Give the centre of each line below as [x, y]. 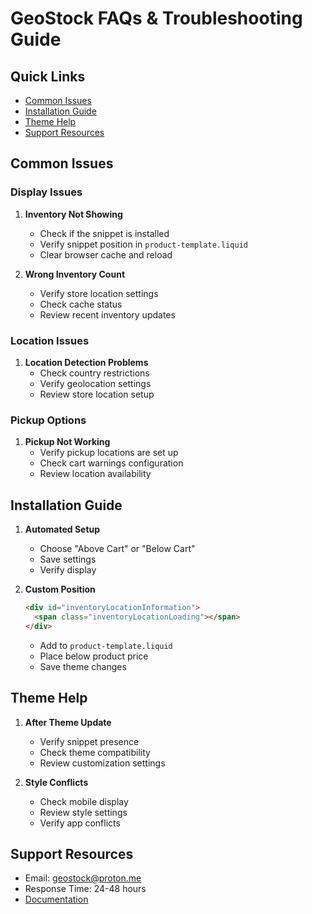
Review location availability [95, 474]
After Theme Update [68, 722]
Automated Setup [62, 529]
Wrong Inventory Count [75, 274]
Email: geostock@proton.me [83, 878]
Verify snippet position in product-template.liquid [143, 244]
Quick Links [48, 76]
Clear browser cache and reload [106, 254]
